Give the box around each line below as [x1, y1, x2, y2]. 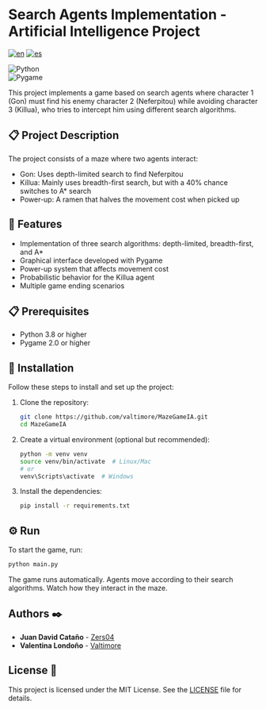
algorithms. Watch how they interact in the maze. [8, 584, 168, 592]
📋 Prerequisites [8, 304, 89, 318]
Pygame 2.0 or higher [19, 338, 91, 348]
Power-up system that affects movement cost [19, 264, 169, 273]
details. [8, 693, 32, 703]
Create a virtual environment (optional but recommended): [19, 434, 210, 444]
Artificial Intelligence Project [8, 22, 200, 40]
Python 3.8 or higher [19, 329, 87, 339]
